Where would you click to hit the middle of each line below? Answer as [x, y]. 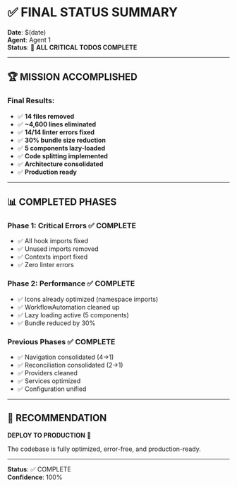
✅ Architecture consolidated [60, 164]
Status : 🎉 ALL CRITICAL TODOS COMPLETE [72, 47]
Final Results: [31, 101]
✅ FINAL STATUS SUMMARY [93, 12]
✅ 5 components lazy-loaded [61, 148]
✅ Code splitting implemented [62, 156]
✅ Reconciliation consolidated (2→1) [70, 365]
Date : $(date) [27, 32]
